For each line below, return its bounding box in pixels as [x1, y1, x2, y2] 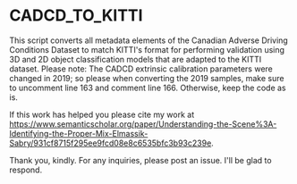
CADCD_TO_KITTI [9, 5, 143, 26]
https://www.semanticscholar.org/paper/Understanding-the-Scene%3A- [9, 118, 277, 130]
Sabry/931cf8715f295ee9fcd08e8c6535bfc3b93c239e [9, 138, 212, 148]
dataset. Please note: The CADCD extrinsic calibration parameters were [9, 63, 273, 74]
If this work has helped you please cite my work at [9, 109, 195, 120]
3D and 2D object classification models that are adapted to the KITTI [9, 54, 262, 64]
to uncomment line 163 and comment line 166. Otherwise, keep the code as [9, 82, 286, 93]
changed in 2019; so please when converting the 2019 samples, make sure [9, 72, 284, 83]
